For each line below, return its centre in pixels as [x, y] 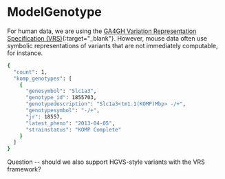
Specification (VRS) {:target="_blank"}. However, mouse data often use [107, 38]
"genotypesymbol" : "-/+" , [62, 111]
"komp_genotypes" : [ [43, 78]
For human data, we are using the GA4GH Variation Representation [102, 31]
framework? [24, 169]
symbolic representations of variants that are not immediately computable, [112, 45]
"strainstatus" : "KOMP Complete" [73, 129]
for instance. [25, 53]
